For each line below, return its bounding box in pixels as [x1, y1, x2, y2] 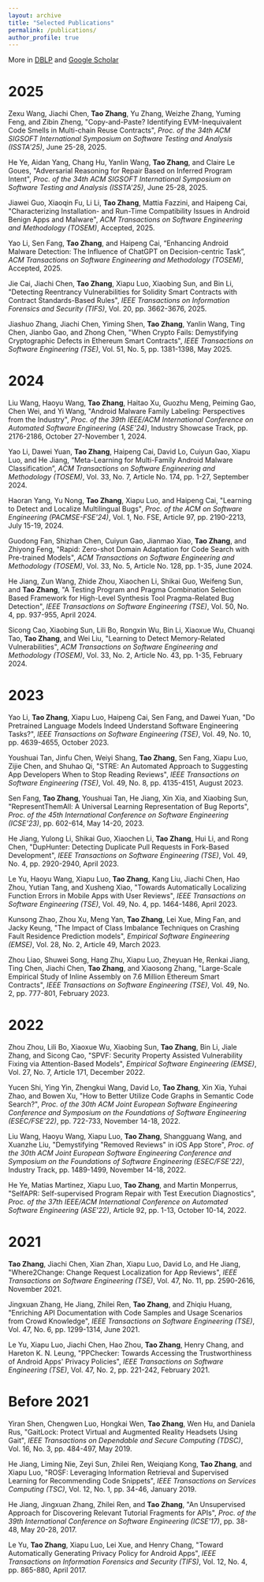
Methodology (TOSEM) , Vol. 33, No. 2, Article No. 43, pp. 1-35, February [8, 651, 243, 660]
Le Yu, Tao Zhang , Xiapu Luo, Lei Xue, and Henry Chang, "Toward [8, 1539, 224, 1550]
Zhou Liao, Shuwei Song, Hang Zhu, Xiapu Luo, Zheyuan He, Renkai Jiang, [8, 955, 251, 964]
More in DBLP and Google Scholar [8, 55, 119, 65]
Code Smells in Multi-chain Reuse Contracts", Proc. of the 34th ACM [8, 125, 231, 135]
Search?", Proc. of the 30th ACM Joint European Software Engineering [8, 1099, 238, 1109]
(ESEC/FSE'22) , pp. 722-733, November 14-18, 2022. [8, 1117, 181, 1125]
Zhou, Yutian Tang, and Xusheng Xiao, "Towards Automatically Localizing [8, 882, 247, 892]
